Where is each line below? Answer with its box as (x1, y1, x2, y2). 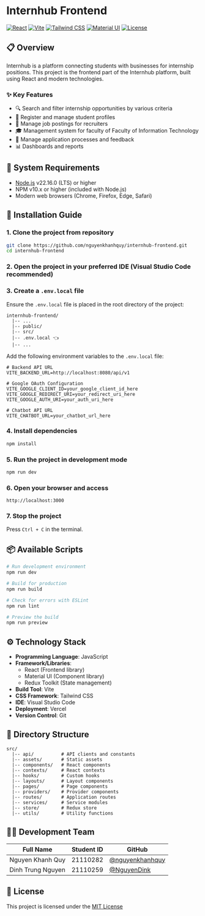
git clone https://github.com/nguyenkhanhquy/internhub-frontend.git (6, 242, 188, 249)
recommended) (6, 270, 54, 279)
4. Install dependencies (6, 427, 78, 435)
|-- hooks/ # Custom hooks (12, 772, 100, 778)
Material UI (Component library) (24, 673, 105, 680)
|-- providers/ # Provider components (12, 788, 119, 795)
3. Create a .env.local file (6, 287, 84, 295)
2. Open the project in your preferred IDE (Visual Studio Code (6, 262, 191, 271)
